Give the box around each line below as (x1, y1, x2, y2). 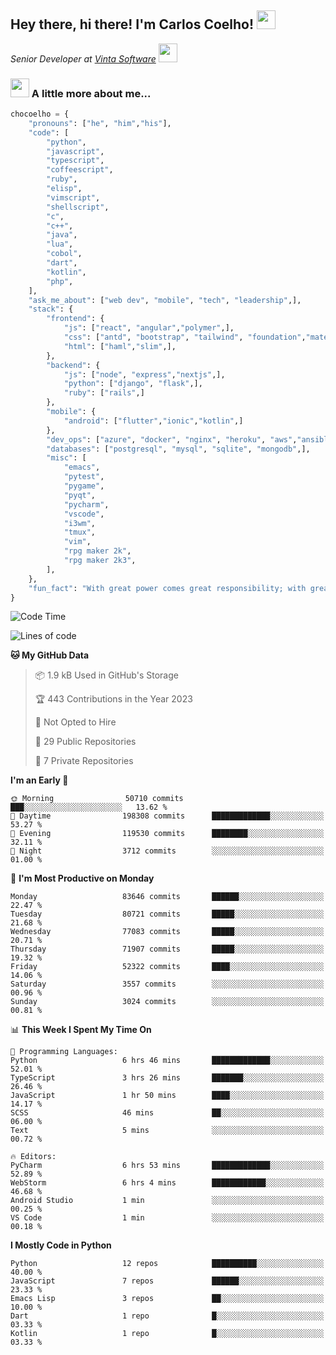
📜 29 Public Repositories (34, 736, 137, 748)
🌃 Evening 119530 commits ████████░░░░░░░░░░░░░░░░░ (10, 829, 325, 839)
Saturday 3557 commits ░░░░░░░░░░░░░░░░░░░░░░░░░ (10, 979, 325, 990)
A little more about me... (31, 86, 152, 100)
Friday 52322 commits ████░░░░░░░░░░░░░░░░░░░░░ (10, 962, 325, 972)
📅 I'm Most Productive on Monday (10, 872, 155, 885)
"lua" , (46, 239, 74, 250)
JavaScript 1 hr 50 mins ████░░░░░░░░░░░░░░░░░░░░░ (10, 1091, 325, 1101)
